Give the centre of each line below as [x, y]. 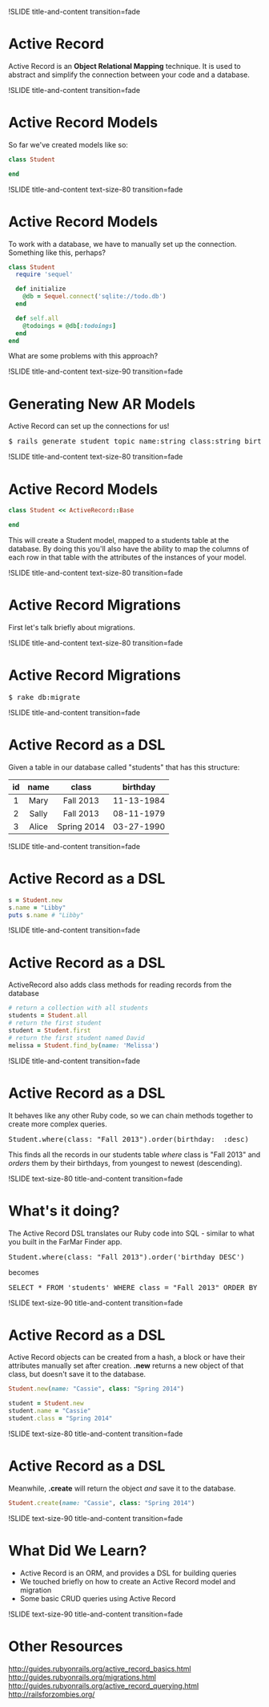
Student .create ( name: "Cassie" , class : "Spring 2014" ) [102, 1503]
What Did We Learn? [78, 1550]
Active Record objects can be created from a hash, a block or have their [127, 1357]
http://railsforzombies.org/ [52, 1694]
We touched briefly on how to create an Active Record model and [128, 1581]
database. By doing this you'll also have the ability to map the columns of [129, 549]
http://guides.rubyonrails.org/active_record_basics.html [100, 1669]
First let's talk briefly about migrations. [72, 627]
